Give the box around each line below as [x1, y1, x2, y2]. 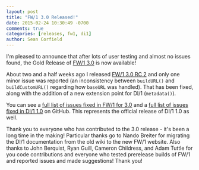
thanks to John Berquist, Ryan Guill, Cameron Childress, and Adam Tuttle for [6, 144, 193, 152]
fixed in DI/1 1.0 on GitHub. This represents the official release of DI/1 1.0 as [6, 108, 189, 115]
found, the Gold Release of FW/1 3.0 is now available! [6, 59, 137, 66]
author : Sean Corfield [6, 36, 62, 42]
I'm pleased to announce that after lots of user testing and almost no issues [6, 53, 191, 60]
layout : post [6, 8, 39, 15]
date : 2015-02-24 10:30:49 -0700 [6, 20, 89, 26]
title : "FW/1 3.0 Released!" [6, 14, 78, 20]
